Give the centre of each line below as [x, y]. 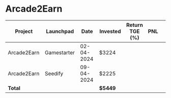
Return [135, 25]
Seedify [54, 73]
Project [24, 31]
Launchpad [60, 31]
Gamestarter [60, 52]
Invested [110, 31]
